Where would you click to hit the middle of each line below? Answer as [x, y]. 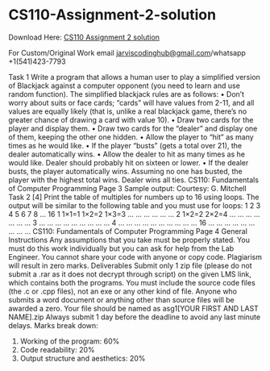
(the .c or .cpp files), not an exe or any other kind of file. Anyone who [123, 291]
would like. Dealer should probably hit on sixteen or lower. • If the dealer [129, 162]
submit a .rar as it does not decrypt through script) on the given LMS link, [130, 274]
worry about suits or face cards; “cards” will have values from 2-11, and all [131, 102]
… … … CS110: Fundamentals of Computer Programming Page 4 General [128, 231]
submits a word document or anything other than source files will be [122, 299]
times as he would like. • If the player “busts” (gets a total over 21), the [125, 145]
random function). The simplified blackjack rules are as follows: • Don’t [126, 94]
